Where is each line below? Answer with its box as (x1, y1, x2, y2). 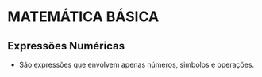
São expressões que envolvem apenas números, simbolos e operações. (18, 60, 255, 69)
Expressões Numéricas (7, 39, 125, 53)
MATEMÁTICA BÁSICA (7, 8, 160, 26)
